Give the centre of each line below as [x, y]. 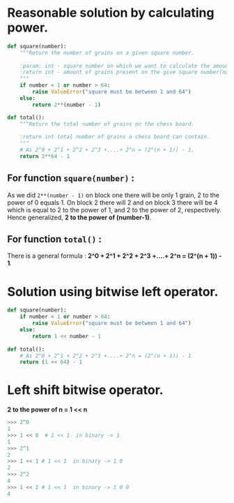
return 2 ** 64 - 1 [45, 156]
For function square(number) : [71, 178]
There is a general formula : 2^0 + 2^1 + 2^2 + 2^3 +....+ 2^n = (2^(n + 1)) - [115, 256]
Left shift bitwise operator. [85, 390]
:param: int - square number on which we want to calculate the [115, 66]
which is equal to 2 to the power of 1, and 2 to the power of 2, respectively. [114, 210]
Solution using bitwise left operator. [113, 292]
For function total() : [55, 239]
